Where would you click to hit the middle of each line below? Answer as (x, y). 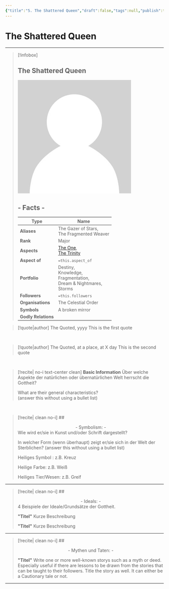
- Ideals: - (91, 501)
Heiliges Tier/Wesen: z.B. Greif (49, 477)
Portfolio (29, 278)
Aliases (28, 231)
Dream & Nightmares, (80, 283)
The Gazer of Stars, (78, 228)
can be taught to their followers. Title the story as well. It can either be (90, 571)
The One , (68, 248)
